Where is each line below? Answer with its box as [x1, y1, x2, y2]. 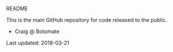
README [6, 5, 28, 12]
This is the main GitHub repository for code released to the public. [6, 17, 168, 23]
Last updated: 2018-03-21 [6, 40, 69, 46]
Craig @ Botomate [14, 28, 60, 35]
